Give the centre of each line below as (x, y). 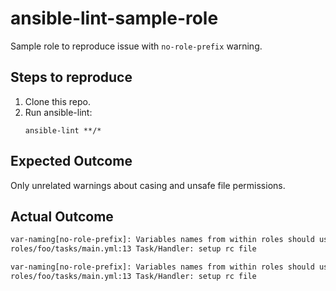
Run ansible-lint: (58, 112)
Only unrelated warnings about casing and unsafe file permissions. (148, 185)
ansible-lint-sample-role (114, 18)
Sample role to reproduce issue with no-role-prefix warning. (136, 46)
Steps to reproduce (71, 77)
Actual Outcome (62, 216)
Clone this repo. (57, 101)
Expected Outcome (71, 161)
